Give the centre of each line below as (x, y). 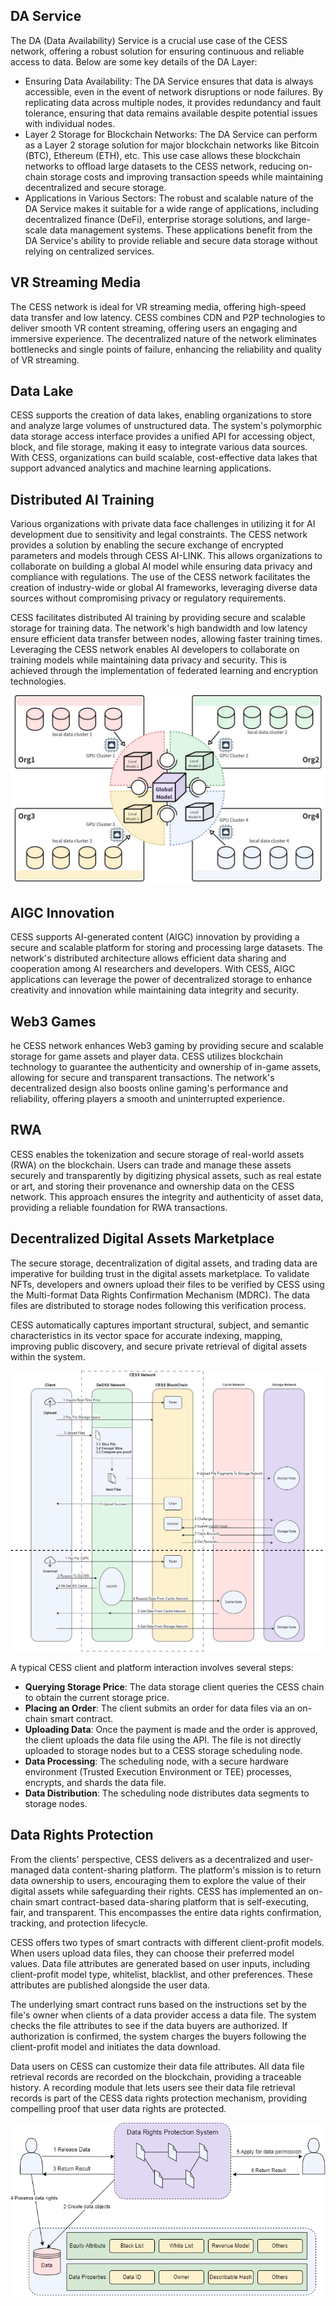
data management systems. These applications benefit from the (181, 230)
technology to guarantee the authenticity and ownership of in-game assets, (166, 1067)
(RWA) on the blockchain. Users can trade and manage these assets (151, 1165)
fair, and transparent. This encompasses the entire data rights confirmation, (166, 1912)
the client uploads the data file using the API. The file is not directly (163, 1740)
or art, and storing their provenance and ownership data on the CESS (152, 1186)
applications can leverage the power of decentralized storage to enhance (161, 980)
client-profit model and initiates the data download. (115, 2046)
